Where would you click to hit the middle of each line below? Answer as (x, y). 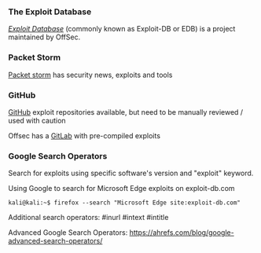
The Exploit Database (50, 12)
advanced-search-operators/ (55, 241)
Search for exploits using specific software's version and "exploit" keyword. (131, 173)
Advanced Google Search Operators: (68, 233)
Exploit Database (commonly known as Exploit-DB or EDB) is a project (122, 29)
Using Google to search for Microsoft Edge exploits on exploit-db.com (121, 189)
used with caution (37, 120)
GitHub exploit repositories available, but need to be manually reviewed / (126, 112)
